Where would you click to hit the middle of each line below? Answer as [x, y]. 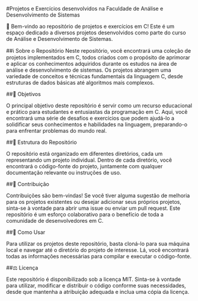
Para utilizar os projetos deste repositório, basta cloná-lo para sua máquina [98, 244]
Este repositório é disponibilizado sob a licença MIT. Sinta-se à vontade [94, 279]
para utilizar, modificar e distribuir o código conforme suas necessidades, [96, 286]
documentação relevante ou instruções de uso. [64, 172]
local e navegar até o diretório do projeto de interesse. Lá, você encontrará [98, 250]
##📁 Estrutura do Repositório [41, 142]
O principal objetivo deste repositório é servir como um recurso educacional [99, 105]
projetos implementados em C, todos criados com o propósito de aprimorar [98, 57]
